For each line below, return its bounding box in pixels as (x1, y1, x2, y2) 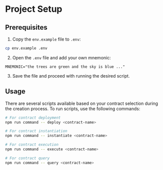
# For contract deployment (5, 115, 61, 120)
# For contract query (5, 156, 50, 161)
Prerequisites (5, 23, 48, 32)
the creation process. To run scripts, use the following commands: (5, 105, 140, 112)
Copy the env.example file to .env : (12, 36, 81, 42)
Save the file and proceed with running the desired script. (12, 73, 130, 79)
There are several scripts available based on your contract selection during (5, 100, 159, 106)
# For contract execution (5, 142, 58, 147)
